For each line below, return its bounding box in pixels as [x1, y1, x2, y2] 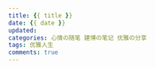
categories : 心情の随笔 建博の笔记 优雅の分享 [8, 33, 147, 42]
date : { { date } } [8, 19, 66, 27]
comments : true [8, 48, 59, 56]
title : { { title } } [8, 11, 73, 20]
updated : [8, 26, 37, 34]
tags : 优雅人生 [8, 41, 54, 49]
